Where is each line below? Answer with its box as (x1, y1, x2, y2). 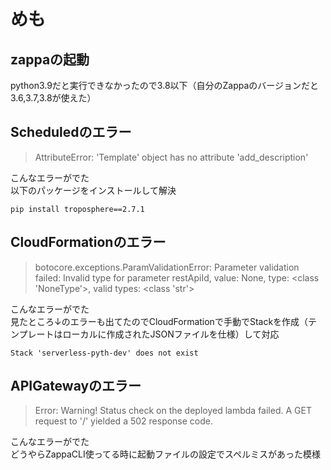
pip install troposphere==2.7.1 (10, 204, 145, 214)
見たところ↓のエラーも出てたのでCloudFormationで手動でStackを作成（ (10, 315, 309, 327)
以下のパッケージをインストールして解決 (10, 184, 177, 196)
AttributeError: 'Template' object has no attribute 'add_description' (34, 151, 309, 163)
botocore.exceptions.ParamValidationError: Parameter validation (34, 261, 300, 273)
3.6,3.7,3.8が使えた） (10, 92, 97, 104)
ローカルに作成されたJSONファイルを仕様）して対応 (62, 328, 280, 340)
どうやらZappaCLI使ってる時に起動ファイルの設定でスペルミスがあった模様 (10, 448, 322, 460)
